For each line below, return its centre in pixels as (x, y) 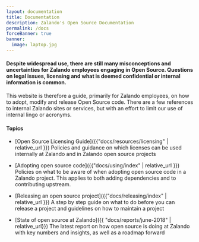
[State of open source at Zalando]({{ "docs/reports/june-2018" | (93, 220)
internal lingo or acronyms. (39, 115)
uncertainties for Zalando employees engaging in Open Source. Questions (100, 70)
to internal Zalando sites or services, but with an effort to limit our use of (94, 109)
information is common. (36, 82)
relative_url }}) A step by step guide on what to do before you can (95, 202)
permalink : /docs (28, 28)
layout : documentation (34, 12)
